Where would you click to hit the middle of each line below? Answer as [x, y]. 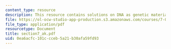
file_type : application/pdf [35, 24]
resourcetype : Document [31, 29]
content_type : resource [31, 10]
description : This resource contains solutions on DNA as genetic [77, 15]
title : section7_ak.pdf [31, 34]
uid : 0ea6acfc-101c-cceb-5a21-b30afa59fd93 [52, 39]
